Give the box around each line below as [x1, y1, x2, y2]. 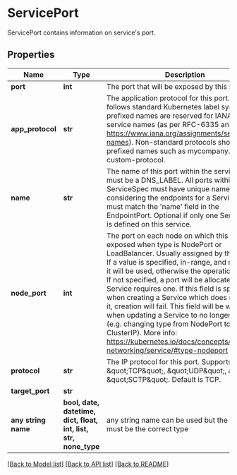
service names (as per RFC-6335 [107, 119, 219, 129]
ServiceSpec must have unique [107, 184, 210, 193]
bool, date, [63, 397, 100, 407]
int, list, [63, 423, 89, 433]
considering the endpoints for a [107, 193, 211, 203]
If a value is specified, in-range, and [107, 257, 227, 267]
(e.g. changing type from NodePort [107, 319, 223, 329]
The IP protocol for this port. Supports [107, 356, 232, 366]
